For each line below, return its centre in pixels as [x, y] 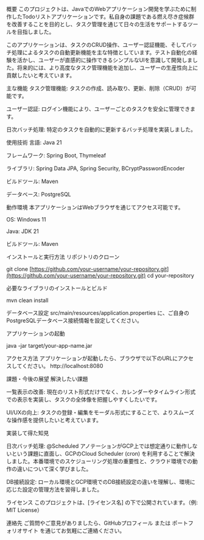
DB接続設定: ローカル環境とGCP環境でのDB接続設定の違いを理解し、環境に [101, 482]
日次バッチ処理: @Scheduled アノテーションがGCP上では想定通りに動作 [97, 446]
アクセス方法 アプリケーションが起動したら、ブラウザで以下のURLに [92, 358]
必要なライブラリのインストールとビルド [57, 288]
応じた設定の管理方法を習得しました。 [54, 489]
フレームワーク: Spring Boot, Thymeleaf [56, 155]
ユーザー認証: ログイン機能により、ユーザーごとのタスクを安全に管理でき [98, 109]
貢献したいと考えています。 [40, 75]
